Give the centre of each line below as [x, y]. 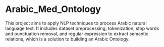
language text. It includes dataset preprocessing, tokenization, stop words [82, 28]
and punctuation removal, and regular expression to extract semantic [77, 33]
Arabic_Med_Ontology [53, 9]
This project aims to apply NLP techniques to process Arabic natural [76, 23]
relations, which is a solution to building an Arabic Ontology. [67, 39]
